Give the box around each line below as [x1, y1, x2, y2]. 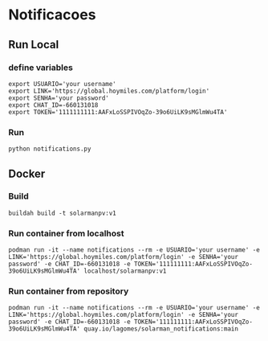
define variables [8, 62, 74, 73]
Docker [8, 166, 46, 180]
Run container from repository [8, 286, 129, 297]
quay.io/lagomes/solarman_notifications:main [83, 325, 239, 333]
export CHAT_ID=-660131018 [8, 101, 99, 109]
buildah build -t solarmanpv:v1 [8, 209, 116, 217]
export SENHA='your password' [8, 94, 110, 102]
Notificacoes [8, 6, 96, 24]
